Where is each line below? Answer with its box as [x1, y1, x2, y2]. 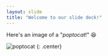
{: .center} [36, 43, 62, 50]
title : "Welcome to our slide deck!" [6, 14, 103, 20]
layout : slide [6, 8, 43, 15]
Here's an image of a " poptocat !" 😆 [6, 31, 96, 38]
